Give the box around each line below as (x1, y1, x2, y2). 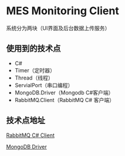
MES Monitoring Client (6, 4, 120, 18)
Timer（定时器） (14, 66, 55, 74)
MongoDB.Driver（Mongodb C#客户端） (14, 89, 114, 96)
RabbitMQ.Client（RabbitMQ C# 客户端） (14, 96, 115, 103)
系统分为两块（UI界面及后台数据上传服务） (6, 24, 111, 31)
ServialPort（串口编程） (14, 81, 73, 88)
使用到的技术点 (6, 43, 61, 54)
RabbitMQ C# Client (6, 132, 55, 139)
